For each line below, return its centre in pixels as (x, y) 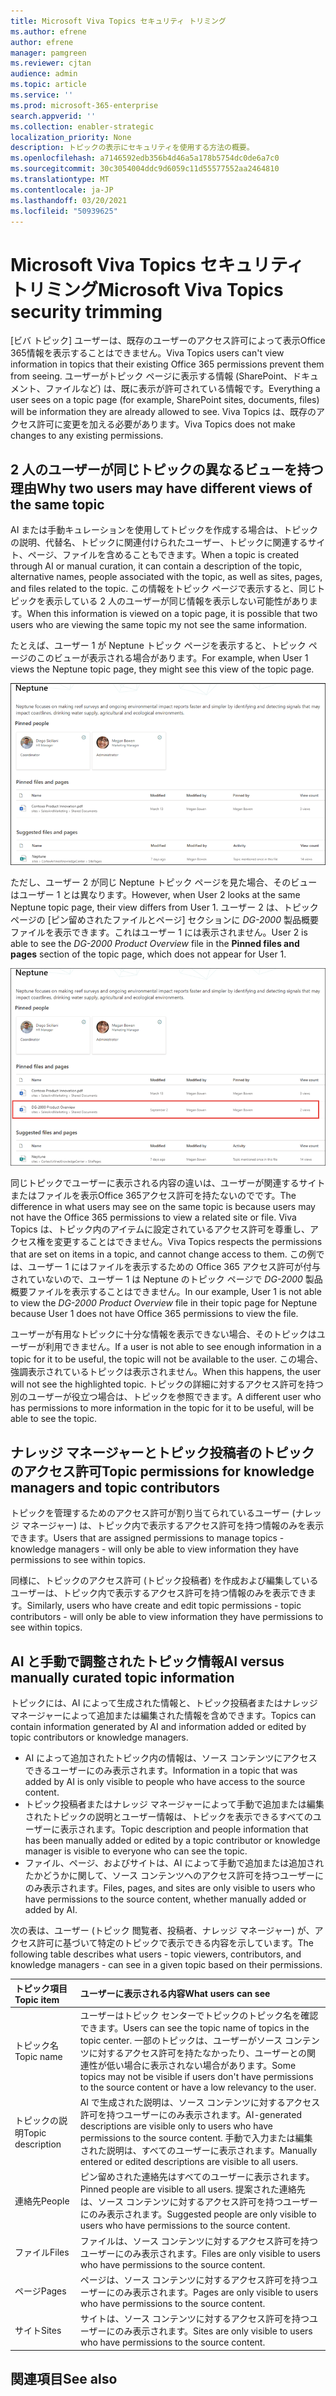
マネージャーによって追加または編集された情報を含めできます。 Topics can (163, 1716)
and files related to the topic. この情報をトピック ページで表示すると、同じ (163, 589)
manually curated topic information (122, 1677)
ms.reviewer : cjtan (51, 63)
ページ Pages (40, 2291)
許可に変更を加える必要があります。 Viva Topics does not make (166, 424)
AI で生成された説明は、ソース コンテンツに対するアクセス (200, 2102)
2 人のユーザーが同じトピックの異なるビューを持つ (167, 469)
